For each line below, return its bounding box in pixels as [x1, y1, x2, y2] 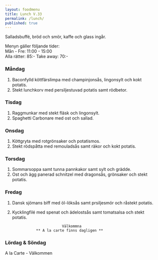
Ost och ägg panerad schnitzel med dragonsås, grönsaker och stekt [12, 171, 148, 177]
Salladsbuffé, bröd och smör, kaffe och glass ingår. [5, 34, 106, 40]
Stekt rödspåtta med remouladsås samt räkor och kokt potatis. [12, 143, 136, 149]
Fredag [5, 189, 22, 196]
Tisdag [5, 99, 22, 106]
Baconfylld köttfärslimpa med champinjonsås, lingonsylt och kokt [12, 76, 142, 82]
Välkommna [62, 224, 82, 229]
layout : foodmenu [5, 7, 40, 12]
